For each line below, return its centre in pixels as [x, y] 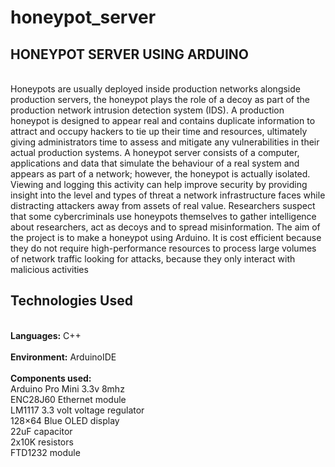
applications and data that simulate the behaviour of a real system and [155, 163]
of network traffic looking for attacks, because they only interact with [153, 259]
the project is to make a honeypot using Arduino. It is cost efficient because [166, 237]
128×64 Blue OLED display [65, 420]
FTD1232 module [45, 452]
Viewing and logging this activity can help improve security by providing [159, 184]
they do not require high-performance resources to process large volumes [163, 248]
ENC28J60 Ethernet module [68, 399]
